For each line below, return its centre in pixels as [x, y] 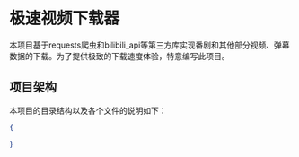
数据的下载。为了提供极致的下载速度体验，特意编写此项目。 [119, 56]
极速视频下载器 [65, 18]
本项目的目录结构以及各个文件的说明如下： [88, 110]
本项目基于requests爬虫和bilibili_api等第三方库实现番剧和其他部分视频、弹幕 [149, 45]
